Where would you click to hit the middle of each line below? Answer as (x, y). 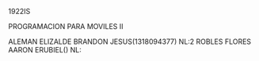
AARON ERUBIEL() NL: (45, 50)
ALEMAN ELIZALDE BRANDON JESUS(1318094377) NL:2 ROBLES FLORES (130, 41)
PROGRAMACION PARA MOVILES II (66, 26)
